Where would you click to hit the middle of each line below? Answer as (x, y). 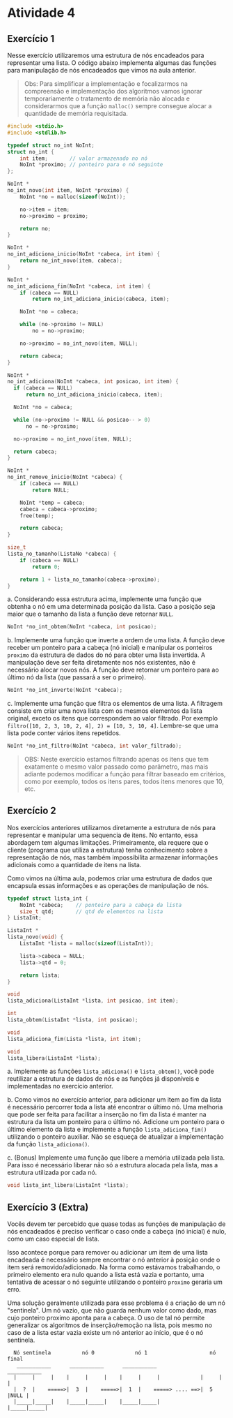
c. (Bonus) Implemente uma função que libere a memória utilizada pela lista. (116, 1158)
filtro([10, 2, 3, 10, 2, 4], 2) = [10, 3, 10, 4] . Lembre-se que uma (113, 726)
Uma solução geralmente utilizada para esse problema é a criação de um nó (116, 1303)
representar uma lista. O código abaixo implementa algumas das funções (112, 63)
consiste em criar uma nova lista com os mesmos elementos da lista (105, 711)
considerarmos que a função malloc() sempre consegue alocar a (118, 106)
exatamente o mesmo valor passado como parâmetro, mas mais (116, 767)
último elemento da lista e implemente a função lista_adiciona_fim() (107, 1130)
